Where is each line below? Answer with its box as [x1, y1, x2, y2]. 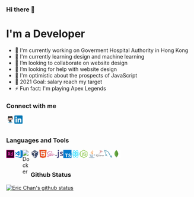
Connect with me [6, 102, 56, 110]
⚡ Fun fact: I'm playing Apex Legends [14, 85, 107, 92]
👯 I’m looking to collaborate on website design [14, 59, 128, 66]
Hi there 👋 [6, 5, 36, 14]
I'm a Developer [6, 27, 85, 41]
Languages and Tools [6, 136, 69, 144]
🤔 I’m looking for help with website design [14, 65, 117, 73]
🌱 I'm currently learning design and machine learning [14, 53, 145, 60]
